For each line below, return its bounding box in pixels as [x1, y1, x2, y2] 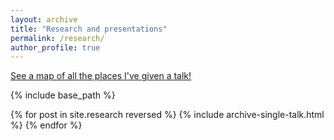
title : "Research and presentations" [10, 24, 168, 34]
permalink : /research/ [10, 33, 105, 43]
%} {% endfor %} [10, 119, 83, 131]
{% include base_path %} [10, 89, 116, 101]
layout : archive [10, 14, 78, 25]
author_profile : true [10, 42, 101, 53]
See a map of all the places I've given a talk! [10, 70, 192, 82]
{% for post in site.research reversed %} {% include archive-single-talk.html [10, 109, 325, 121]
